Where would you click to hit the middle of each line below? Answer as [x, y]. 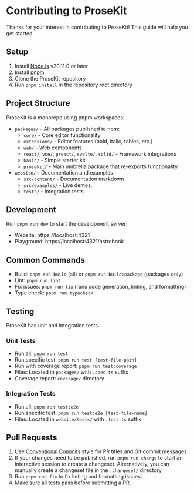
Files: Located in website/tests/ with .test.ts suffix [78, 419]
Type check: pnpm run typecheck [54, 293]
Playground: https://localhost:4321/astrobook [69, 242]
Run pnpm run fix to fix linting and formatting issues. [78, 477]
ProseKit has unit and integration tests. [53, 325]
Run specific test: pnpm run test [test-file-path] [76, 360]
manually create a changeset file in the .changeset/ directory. [89, 470]
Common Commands [45, 260]
